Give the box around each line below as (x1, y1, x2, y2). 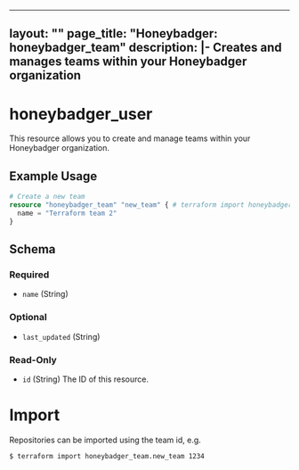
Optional (9, 311, 47, 324)
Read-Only (9, 353, 58, 366)
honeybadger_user (9, 103, 153, 124)
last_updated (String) (21, 331, 101, 342)
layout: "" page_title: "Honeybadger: (9, 26, 218, 41)
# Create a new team (9, 193, 86, 202)
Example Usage (9, 169, 98, 184)
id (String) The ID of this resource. (21, 374, 149, 384)
